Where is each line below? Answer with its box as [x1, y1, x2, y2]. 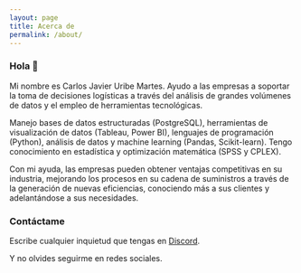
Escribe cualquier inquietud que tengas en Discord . [9, 235, 201, 246]
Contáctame [9, 214, 65, 227]
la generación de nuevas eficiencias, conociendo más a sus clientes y [9, 183, 269, 193]
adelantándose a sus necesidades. [9, 192, 139, 203]
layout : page [9, 13, 59, 23]
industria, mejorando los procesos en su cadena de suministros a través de [9, 173, 289, 184]
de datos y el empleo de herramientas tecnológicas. [9, 99, 203, 110]
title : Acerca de [9, 22, 75, 31]
